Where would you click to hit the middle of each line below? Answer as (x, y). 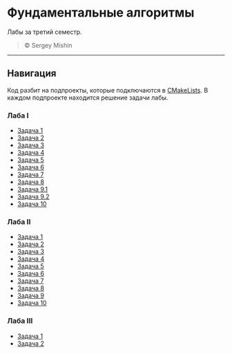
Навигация (32, 74)
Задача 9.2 (33, 197)
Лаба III (20, 321)
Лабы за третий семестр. (45, 32)
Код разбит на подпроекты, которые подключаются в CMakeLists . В (108, 90)
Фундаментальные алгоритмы (101, 13)
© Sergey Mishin (48, 45)
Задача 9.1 (32, 189)
